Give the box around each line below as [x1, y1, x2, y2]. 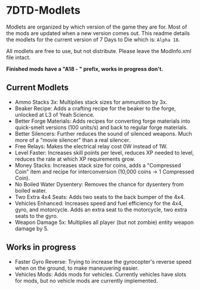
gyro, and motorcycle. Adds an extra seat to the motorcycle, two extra [14, 206, 187, 213]
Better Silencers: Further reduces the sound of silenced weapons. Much [14, 130, 192, 137]
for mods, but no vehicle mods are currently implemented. [14, 277, 158, 284]
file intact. [6, 54, 31, 61]
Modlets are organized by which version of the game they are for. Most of [6, 23, 187, 30]
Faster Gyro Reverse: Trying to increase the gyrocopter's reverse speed [14, 258, 192, 265]
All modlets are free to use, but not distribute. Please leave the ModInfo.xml [6, 47, 192, 54]
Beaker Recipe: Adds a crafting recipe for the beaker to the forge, [14, 105, 176, 112]
